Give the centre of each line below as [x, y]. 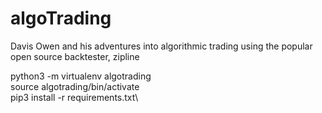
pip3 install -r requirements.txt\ [74, 97]
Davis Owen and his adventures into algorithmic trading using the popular [161, 46]
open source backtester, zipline [75, 56]
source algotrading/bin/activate [75, 86]
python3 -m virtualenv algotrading [81, 76]
